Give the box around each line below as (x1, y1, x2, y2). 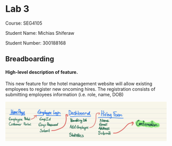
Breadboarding (5, 55, 54, 64)
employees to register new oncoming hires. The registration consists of (5, 86, 156, 92)
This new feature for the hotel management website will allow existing (5, 80, 153, 87)
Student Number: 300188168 (5, 39, 66, 46)
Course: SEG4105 (5, 20, 42, 26)
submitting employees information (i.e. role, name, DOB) (5, 91, 124, 97)
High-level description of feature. (5, 69, 78, 75)
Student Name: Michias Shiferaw (5, 30, 75, 36)
